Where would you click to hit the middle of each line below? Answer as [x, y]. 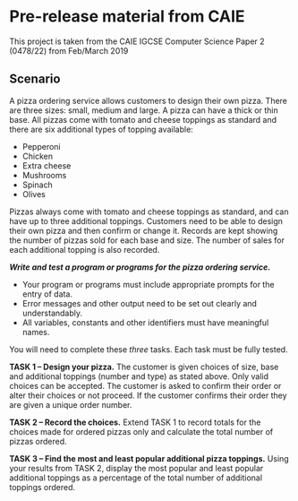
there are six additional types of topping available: [102, 129]
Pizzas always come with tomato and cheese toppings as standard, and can [149, 212]
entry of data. [47, 294]
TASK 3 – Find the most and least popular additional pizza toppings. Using [149, 458]
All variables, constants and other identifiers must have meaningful [145, 322]
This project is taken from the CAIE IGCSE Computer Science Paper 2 [137, 41]
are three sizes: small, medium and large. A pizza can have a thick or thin [144, 110]
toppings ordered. [43, 487]
